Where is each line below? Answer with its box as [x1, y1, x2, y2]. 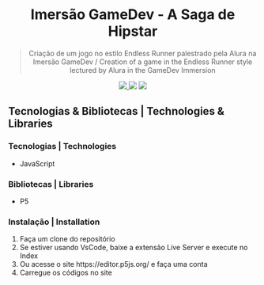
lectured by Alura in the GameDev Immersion [70, 65, 216, 74]
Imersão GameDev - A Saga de [30, 6, 236, 24]
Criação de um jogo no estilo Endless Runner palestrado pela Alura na [28, 48, 257, 58]
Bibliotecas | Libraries [8, 178, 94, 189]
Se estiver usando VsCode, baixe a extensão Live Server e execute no [19, 243, 248, 253]
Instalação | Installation [8, 216, 100, 227]
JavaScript [19, 158, 55, 168]
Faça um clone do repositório [19, 234, 116, 244]
